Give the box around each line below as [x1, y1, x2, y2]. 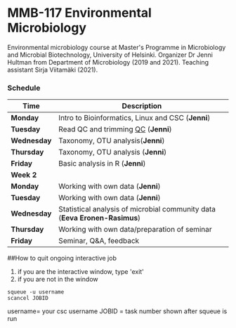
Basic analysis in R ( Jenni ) [58, 159, 146, 169]
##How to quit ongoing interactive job [7, 254, 117, 263]
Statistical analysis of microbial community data [58, 204, 216, 214]
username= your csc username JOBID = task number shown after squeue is [7, 307, 228, 315]
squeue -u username [7, 289, 65, 296]
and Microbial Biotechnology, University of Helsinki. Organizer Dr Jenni [7, 51, 213, 59]
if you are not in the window [17, 275, 98, 284]
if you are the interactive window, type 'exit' [17, 268, 144, 276]
